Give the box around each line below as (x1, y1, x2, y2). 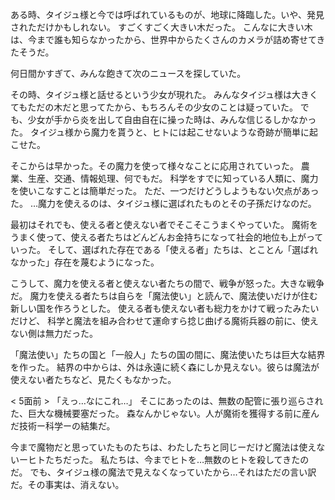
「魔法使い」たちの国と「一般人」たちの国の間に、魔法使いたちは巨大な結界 (10, 349, 326, 360)
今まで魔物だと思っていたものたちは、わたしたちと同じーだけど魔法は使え (10, 441, 317, 453)
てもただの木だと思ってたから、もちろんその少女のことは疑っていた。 (10, 101, 298, 113)
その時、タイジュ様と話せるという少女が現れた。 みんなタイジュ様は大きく (10, 89, 318, 100)
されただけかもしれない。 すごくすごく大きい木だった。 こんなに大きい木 (10, 21, 313, 33)
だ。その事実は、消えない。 (10, 479, 125, 490)
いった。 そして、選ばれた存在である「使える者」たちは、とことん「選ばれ (10, 244, 319, 255)
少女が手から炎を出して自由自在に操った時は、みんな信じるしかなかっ (27, 114, 317, 125)
